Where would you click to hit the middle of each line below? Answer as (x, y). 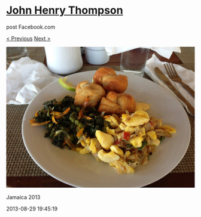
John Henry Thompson (65, 10)
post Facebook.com (31, 27)
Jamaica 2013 (23, 197)
